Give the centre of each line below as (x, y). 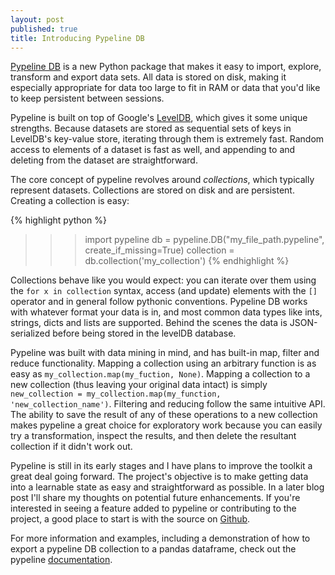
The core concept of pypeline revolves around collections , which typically (162, 180)
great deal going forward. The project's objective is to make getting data (159, 477)
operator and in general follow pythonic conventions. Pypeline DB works (159, 302)
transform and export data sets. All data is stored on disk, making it (148, 77)
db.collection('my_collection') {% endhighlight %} (187, 261)
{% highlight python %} (58, 220)
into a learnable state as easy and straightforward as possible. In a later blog (167, 487)
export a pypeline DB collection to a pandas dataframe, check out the (153, 549)
